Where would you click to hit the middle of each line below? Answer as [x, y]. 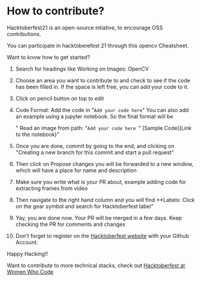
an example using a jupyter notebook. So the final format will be [94, 116]
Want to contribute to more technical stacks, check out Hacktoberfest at [96, 265]
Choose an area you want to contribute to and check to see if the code [103, 80]
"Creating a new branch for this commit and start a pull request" [95, 152]
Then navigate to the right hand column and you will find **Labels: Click [105, 200]
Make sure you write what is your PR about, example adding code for [101, 182]
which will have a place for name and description [76, 170]
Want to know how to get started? [49, 57]
